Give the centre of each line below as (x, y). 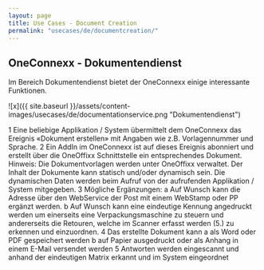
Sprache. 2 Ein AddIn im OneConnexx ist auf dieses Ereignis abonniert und (131, 147)
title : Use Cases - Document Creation (73, 23)
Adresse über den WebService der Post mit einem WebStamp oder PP (124, 198)
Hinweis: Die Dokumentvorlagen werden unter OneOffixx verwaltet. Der (126, 164)
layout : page (30, 16)
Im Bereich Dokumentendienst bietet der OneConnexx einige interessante (129, 82)
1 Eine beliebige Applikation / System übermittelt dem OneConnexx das (125, 130)
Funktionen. (28, 91)
